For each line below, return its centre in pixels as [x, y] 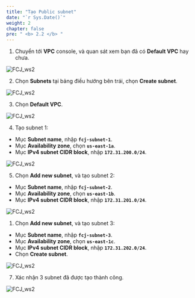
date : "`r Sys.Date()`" [36, 17]
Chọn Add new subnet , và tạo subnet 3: [65, 223]
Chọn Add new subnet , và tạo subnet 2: [65, 176]
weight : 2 [19, 23]
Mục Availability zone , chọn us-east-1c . [65, 241]
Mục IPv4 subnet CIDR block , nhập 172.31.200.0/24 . [81, 152]
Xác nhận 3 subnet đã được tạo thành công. [69, 278]
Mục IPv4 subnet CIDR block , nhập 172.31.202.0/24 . [81, 248]
